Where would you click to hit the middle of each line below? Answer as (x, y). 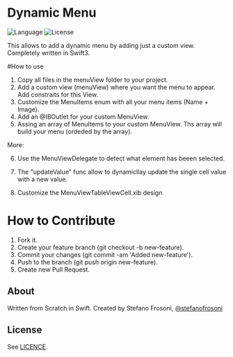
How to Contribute (62, 221)
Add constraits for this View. (58, 94)
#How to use (25, 66)
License (25, 330)
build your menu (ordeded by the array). (75, 131)
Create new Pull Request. (54, 269)
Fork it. (27, 240)
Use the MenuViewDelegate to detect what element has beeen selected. (121, 158)
